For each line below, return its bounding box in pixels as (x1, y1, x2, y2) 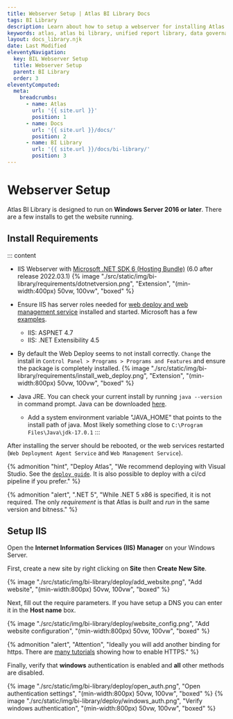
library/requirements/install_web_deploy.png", (17, 371, 148, 379)
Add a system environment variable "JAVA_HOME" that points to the (27, 413, 222, 421)
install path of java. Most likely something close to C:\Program (27, 420, 203, 429)
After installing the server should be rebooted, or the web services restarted (7, 441, 225, 449)
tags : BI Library (7, 17, 58, 24)
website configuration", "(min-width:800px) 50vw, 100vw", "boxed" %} (7, 627, 210, 636)
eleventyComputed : (7, 81, 60, 88)
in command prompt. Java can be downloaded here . (17, 399, 167, 408)
